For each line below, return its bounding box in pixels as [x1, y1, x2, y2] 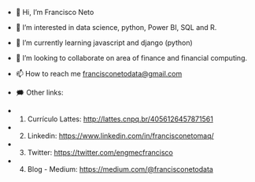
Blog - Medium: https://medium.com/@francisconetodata [27, 165, 214, 173]
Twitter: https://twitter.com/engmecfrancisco [27, 148, 173, 157]
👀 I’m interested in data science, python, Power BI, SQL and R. [15, 23, 217, 32]
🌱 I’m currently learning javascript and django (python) [15, 38, 193, 47]
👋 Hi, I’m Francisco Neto [15, 8, 94, 17]
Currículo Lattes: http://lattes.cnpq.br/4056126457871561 [27, 114, 214, 124]
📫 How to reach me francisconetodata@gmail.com [15, 69, 183, 78]
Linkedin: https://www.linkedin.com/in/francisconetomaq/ [27, 131, 214, 140]
